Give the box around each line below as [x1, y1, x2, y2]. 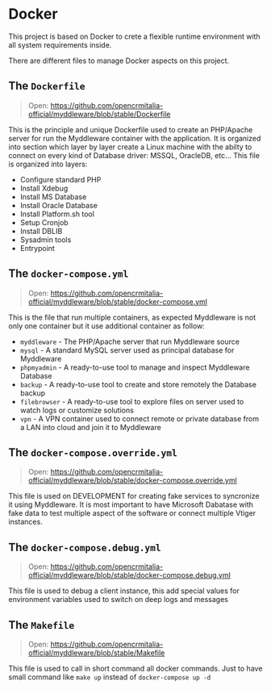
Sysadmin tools [19, 235, 72, 245]
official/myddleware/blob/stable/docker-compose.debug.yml [27, 571, 231, 580]
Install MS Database [19, 191, 87, 202]
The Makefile [8, 618, 75, 632]
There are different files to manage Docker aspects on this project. [8, 56, 230, 65]
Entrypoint [19, 243, 55, 253]
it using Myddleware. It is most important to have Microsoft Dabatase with [8, 500, 254, 509]
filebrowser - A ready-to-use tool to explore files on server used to [19, 396, 244, 406]
